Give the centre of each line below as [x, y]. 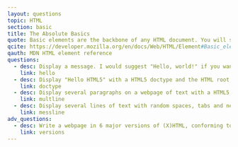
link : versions [42, 132]
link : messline [42, 112]
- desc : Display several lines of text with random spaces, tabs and [118, 106]
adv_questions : [30, 119]
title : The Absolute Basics [49, 34]
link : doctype [41, 86]
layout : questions [34, 14]
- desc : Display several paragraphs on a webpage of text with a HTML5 [122, 93]
